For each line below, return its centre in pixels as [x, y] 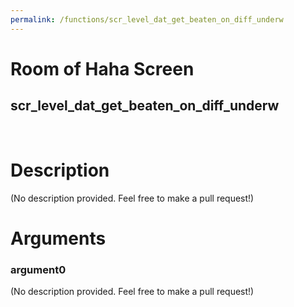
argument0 [38, 269]
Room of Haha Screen [102, 68]
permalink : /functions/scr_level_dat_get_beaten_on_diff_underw [147, 19]
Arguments [58, 238]
